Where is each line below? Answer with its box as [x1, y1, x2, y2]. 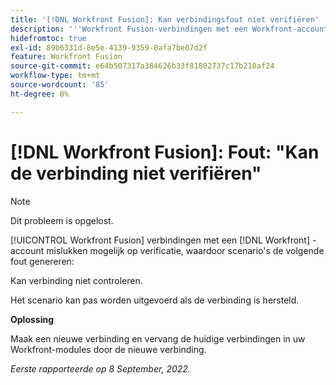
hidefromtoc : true [10, 33, 87, 43]
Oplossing [10, 313, 55, 325]
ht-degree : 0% [10, 89, 70, 99]
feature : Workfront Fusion [10, 52, 123, 62]
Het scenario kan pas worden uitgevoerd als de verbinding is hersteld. [10, 294, 300, 306]
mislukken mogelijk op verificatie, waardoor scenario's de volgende [46, 244, 325, 256]
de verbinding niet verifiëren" [10, 162, 262, 185]
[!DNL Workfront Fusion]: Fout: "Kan [10, 141, 320, 163]
